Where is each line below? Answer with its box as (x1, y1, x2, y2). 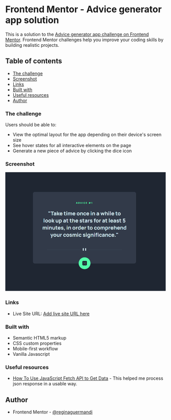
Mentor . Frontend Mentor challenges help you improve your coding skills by (5, 37, 164, 43)
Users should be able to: (5, 122, 57, 128)
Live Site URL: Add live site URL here (12, 311, 90, 317)
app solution (5, 14, 60, 26)
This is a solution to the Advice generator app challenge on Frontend (5, 31, 149, 37)
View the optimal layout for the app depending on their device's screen (12, 131, 162, 138)
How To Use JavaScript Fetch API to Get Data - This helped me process (12, 375, 164, 381)
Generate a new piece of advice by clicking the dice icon (12, 148, 132, 154)
